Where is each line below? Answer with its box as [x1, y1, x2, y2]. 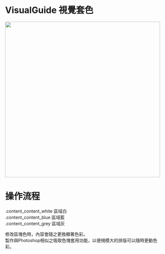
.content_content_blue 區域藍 [5, 214, 65, 220]
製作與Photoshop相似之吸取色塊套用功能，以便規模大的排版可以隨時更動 [5, 237, 154, 243]
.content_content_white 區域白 [5, 208, 67, 214]
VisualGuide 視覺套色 [5, 4, 94, 16]
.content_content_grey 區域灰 [5, 220, 65, 227]
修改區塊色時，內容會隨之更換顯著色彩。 [5, 231, 88, 237]
